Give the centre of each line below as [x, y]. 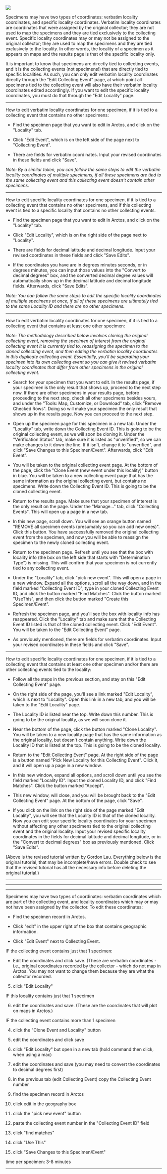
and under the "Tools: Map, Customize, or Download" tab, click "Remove [87, 403]
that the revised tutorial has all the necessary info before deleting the [76, 867]
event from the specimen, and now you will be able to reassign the [81, 537]
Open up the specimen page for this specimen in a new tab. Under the [84, 424]
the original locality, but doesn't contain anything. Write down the [79, 740]
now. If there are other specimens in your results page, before [76, 393]
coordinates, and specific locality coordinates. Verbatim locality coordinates [83, 22]
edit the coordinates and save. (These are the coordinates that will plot [85, 1005]
